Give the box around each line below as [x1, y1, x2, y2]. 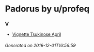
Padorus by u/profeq [5, 3, 90, 14]
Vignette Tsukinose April [12, 31, 62, 37]
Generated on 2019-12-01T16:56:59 [5, 42, 76, 49]
